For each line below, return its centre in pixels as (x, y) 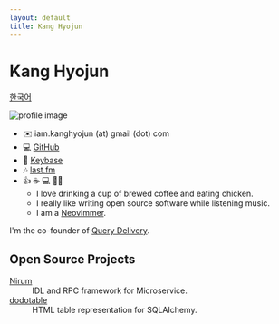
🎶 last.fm (39, 170)
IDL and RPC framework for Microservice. (110, 290)
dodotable (29, 300)
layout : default (40, 18)
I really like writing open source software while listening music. (153, 203)
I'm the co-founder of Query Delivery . (80, 231)
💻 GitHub (41, 147)
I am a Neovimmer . (71, 213)
